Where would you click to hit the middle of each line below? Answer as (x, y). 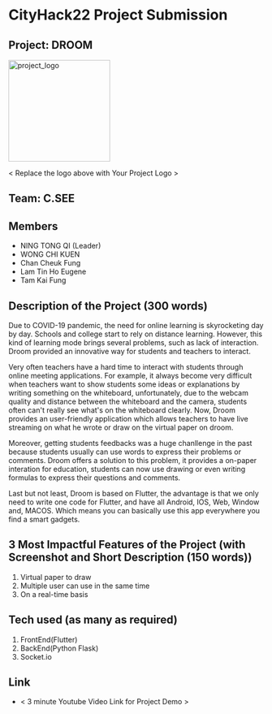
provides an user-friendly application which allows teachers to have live (129, 419)
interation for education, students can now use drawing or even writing (127, 470)
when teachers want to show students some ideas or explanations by (124, 384)
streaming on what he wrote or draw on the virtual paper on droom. (121, 427)
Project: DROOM (51, 45)
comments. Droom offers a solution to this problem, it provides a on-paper (133, 461)
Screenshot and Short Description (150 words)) (130, 558)
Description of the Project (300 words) (108, 306)
